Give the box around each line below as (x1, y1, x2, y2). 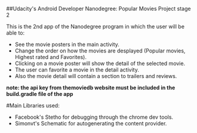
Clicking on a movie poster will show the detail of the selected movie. (14, 60, 186, 67)
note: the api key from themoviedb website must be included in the (6, 84, 176, 91)
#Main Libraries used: (6, 102, 60, 109)
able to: (6, 29, 25, 36)
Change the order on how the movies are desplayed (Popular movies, (14, 47, 186, 54)
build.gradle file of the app (6, 91, 73, 97)
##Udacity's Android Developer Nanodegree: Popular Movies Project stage (6, 5, 191, 12)
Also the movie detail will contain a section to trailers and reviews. (14, 73, 177, 79)
